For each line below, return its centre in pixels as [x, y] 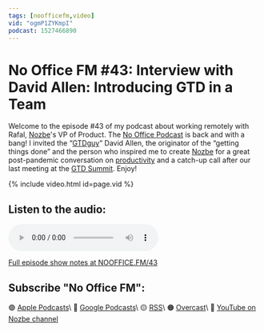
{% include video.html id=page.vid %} [71, 184]
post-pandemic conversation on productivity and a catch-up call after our [130, 160]
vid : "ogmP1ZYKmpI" [41, 23]
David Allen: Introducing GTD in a [121, 87]
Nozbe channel [33, 319]
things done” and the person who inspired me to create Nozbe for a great [129, 152]
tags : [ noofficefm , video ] [51, 16]
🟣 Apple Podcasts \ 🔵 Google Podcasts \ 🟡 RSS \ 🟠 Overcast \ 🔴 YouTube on [132, 307]
